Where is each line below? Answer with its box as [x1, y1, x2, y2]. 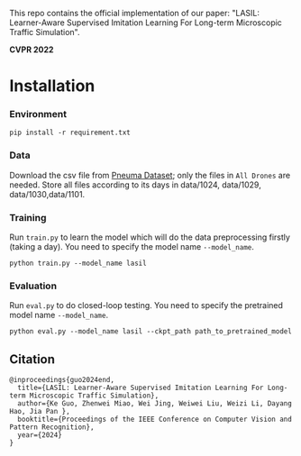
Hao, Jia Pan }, [9, 407, 70, 416]
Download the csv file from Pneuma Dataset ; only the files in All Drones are [9, 169, 291, 180]
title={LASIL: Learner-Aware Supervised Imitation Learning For [17, 383, 264, 393]
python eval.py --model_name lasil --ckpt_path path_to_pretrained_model [9, 327, 293, 336]
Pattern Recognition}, [9, 423, 95, 432]
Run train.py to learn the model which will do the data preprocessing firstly [9, 232, 291, 242]
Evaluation [9, 279, 57, 292]
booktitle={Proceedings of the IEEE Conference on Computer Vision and [17, 415, 293, 424]
